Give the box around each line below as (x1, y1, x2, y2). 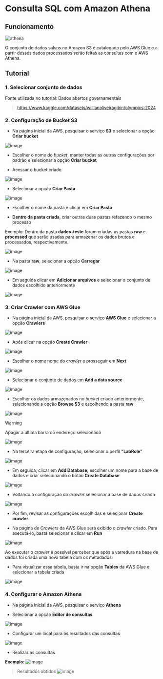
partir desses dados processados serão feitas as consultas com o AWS (5, 50, 148, 56)
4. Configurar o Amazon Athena (5, 591, 82, 598)
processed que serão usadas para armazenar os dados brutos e (5, 234, 135, 240)
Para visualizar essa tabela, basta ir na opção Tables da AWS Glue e (12, 564, 150, 570)
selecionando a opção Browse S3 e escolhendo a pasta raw (12, 401, 134, 407)
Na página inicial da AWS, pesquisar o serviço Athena (12, 602, 121, 608)
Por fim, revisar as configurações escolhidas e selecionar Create (12, 510, 143, 516)
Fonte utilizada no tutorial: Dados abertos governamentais (5, 95, 122, 101)
